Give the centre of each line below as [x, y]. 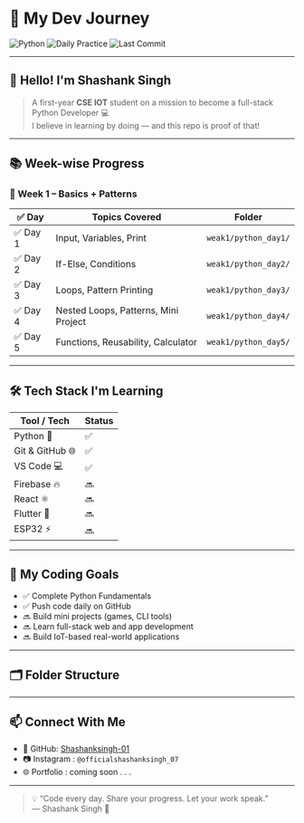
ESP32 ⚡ [33, 529]
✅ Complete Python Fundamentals [87, 596]
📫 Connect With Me [68, 722]
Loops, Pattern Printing [104, 291]
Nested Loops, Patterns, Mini [117, 311]
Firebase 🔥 [37, 484]
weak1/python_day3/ [248, 290]
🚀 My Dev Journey [80, 19]
